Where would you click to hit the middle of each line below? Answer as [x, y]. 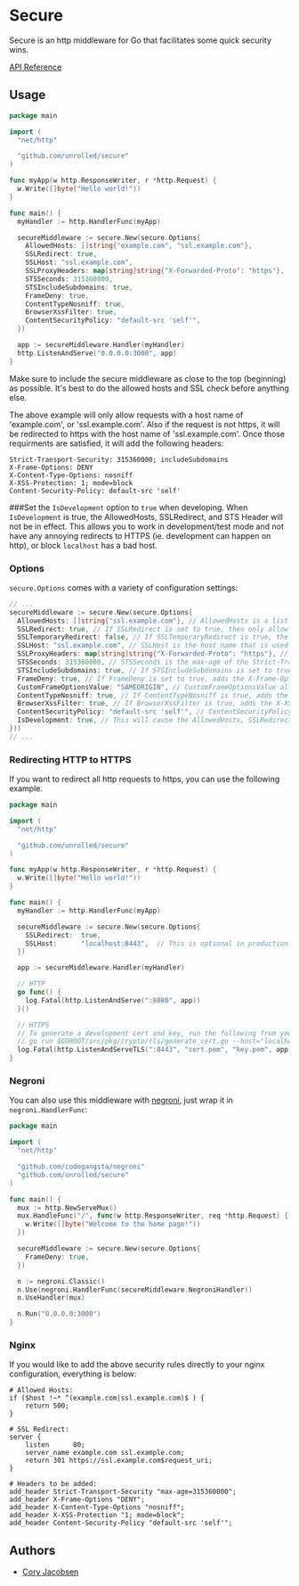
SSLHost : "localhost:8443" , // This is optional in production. [159, 943]
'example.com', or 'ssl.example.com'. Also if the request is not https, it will [145, 424]
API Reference [36, 67]
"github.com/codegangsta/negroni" [81, 1167]
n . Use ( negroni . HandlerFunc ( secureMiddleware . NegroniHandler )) [135, 1290]
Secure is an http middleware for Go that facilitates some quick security [141, 40]
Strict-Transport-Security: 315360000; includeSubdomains [119, 459]
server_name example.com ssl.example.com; [105, 1453]
